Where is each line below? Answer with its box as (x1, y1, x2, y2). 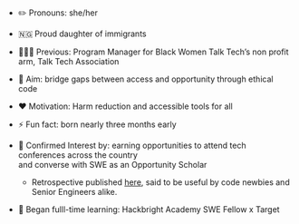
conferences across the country (17, 150, 139, 161)
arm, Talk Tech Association (17, 56, 120, 66)
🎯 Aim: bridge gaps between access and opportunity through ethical (17, 73, 274, 84)
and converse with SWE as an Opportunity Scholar (17, 160, 207, 170)
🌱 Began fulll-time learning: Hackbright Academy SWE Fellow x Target (17, 204, 280, 215)
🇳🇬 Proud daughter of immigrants (17, 28, 147, 39)
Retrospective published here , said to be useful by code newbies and (31, 177, 290, 188)
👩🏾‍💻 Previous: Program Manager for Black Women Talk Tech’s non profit (17, 46, 289, 57)
